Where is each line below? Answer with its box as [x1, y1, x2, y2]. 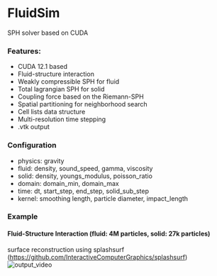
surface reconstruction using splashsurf [7, 245, 125, 253]
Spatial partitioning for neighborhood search [17, 100, 148, 109]
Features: [7, 46, 41, 56]
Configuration [7, 140, 57, 150]
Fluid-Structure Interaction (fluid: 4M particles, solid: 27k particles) [7, 229, 211, 238]
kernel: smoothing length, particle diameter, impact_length [17, 194, 189, 203]
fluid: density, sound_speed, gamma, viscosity [17, 164, 153, 172]
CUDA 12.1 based [17, 62, 68, 71]
